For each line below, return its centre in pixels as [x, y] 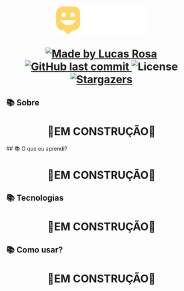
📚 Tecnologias [35, 198]
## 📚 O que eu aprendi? [37, 148]
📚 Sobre [23, 102]
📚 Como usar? [35, 250]
